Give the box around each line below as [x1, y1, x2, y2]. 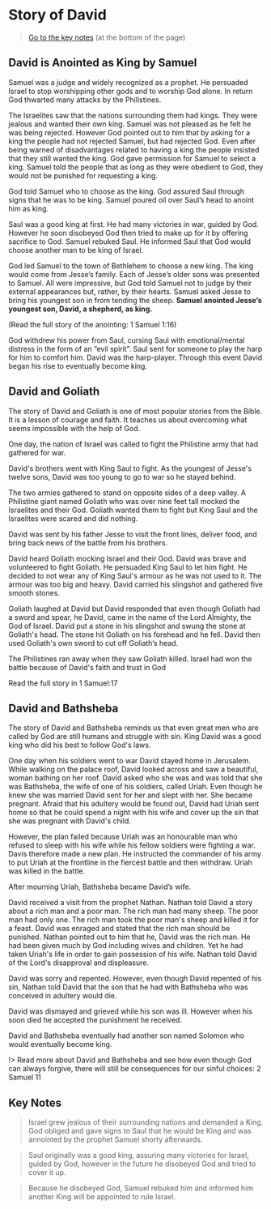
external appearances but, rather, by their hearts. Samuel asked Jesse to [8, 286, 251, 297]
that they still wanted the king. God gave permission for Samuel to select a [8, 153, 256, 163]
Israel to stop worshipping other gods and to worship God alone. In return [8, 86, 253, 96]
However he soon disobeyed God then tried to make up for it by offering [8, 228, 248, 237]
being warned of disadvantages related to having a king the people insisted [8, 144, 260, 155]
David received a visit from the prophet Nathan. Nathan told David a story [8, 898, 253, 908]
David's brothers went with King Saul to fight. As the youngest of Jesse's [8, 464, 252, 473]
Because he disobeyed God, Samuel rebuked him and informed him [28, 1183, 253, 1193]
